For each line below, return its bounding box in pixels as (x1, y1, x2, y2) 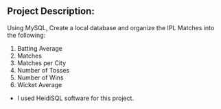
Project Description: (7, 5, 95, 17)
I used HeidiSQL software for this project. (16, 94, 135, 102)
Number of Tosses (16, 66, 70, 74)
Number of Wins (16, 73, 64, 82)
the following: (7, 31, 46, 39)
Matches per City (16, 58, 67, 67)
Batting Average (16, 44, 63, 52)
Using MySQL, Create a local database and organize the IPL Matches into (7, 23, 215, 32)
